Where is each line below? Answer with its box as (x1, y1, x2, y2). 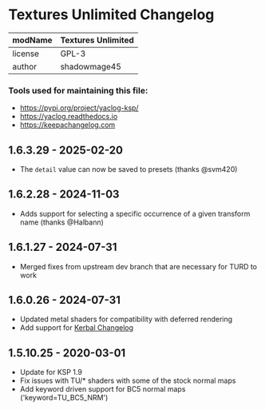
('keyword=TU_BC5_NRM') (19, 393, 109, 403)
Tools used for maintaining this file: (8, 85, 148, 96)
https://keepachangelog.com (19, 120, 116, 129)
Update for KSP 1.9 (19, 368, 82, 377)
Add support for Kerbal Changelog (19, 323, 134, 332)
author (12, 61, 38, 72)
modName (12, 34, 53, 46)
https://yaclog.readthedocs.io (19, 112, 118, 121)
